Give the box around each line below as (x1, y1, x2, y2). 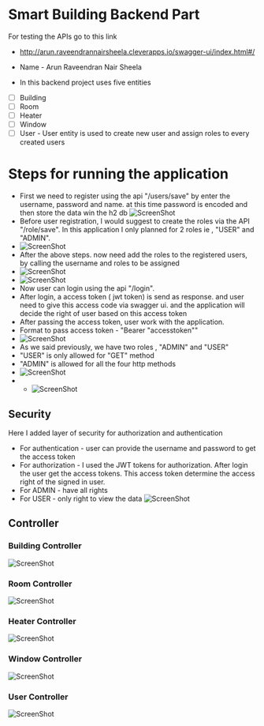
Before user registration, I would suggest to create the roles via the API (19, 216, 250, 226)
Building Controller (8, 540, 82, 551)
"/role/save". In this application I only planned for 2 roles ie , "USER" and (19, 225, 255, 235)
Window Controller (8, 653, 83, 664)
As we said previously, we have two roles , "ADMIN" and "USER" (19, 342, 229, 352)
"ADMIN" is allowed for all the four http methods (19, 359, 176, 369)
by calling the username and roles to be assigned (19, 258, 180, 268)
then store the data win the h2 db (19, 208, 128, 218)
